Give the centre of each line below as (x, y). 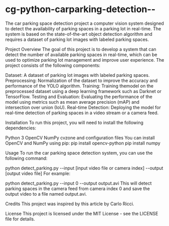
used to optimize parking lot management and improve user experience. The (85, 60)
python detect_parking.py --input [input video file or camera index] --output (84, 168)
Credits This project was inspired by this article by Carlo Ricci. (70, 204)
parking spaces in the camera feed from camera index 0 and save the (78, 189)
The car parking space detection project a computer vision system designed (84, 23)
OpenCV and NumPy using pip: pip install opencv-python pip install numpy (83, 143)
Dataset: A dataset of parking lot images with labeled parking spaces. (77, 75)
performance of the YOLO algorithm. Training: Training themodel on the (79, 86)
